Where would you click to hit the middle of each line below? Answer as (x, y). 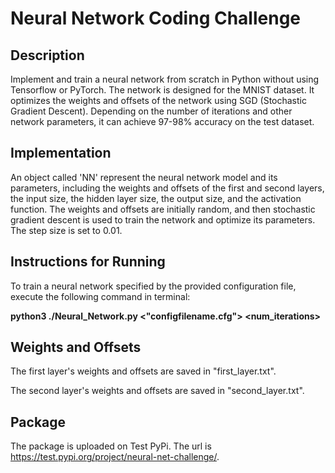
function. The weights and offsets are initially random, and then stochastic (163, 209)
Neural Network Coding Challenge (156, 18)
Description (47, 55)
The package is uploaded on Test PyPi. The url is (111, 446)
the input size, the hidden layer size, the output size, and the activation (156, 198)
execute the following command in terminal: (100, 296)
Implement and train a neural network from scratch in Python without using (165, 79)
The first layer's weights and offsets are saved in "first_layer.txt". (143, 371)
